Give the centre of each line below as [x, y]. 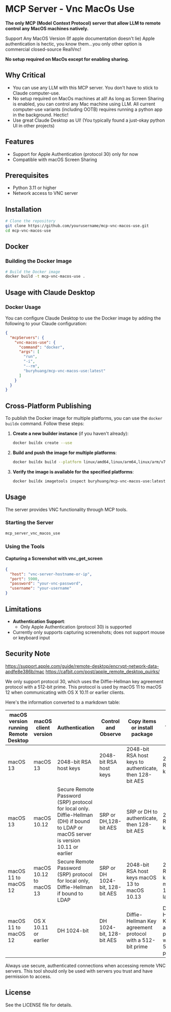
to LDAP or [70, 827]
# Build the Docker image [33, 272]
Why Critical [25, 75]
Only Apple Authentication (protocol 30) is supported [76, 626]
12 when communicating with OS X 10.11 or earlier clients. [65, 692]
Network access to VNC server [45, 193]
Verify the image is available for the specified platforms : [73, 471]
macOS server [74, 834]
